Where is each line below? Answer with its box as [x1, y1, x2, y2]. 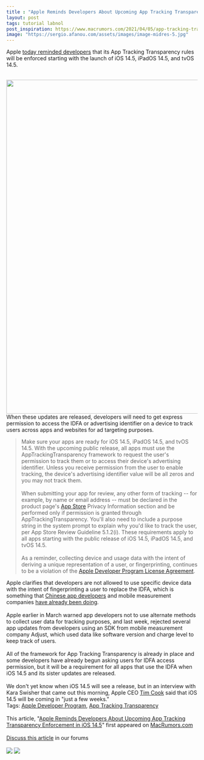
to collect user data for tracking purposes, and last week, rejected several [6, 618, 191, 626]
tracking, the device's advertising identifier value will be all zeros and [21, 470, 194, 478]
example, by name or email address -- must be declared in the [21, 497, 177, 504]
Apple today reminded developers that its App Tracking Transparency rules [6, 48, 194, 55]
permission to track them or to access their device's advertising [21, 458, 181, 465]
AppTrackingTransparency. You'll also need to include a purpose [21, 515, 183, 523]
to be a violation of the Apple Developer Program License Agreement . [21, 567, 195, 575]
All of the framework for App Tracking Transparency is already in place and [6, 650, 194, 658]
